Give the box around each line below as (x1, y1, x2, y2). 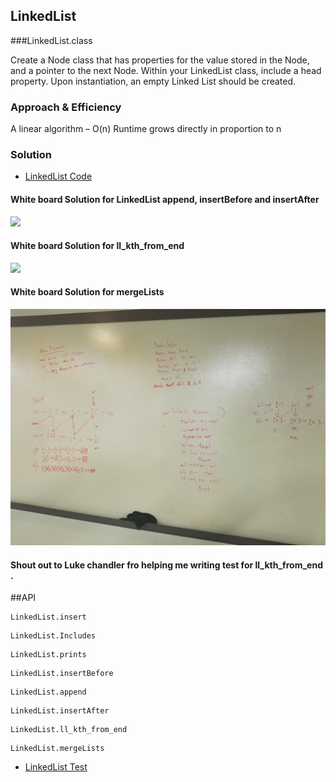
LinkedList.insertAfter (10, 706, 110, 716)
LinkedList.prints (10, 650, 87, 660)
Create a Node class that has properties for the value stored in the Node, (10, 54, 310, 66)
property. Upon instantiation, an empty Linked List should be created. (10, 75, 297, 87)
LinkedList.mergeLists (10, 744, 105, 754)
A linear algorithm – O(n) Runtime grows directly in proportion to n (10, 123, 282, 135)
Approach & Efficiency (10, 100, 122, 114)
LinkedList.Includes (10, 631, 97, 641)
